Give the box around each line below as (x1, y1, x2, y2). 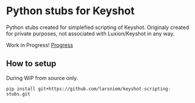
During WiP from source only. (6, 74, 78, 81)
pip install (6, 86, 36, 92)
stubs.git (6, 91, 31, 97)
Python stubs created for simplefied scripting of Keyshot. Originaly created (6, 24, 190, 31)
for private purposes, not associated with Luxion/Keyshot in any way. (6, 30, 175, 37)
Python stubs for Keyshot (6, 4, 135, 18)
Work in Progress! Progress (6, 41, 73, 49)
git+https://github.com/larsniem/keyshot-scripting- (37, 86, 171, 92)
